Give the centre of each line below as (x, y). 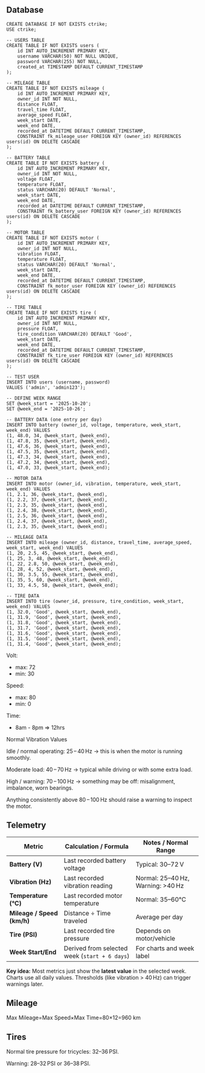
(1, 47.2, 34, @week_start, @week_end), (59, 462)
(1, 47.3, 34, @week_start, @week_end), (59, 457)
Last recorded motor (93, 895)
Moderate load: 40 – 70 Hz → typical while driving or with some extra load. (99, 769)
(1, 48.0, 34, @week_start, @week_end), (59, 435)
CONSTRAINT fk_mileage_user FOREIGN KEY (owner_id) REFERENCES (99, 136)
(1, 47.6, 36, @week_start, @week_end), (59, 446)
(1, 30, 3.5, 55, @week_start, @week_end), (63, 574)
